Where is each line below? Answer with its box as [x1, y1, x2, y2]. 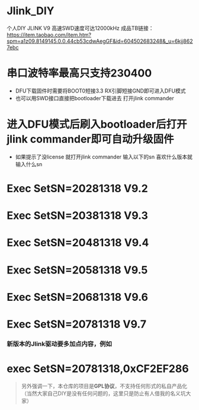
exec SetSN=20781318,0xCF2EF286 [7, 362, 189, 376]
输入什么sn [15, 160, 43, 167]
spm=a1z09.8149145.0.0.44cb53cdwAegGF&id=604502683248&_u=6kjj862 [7, 37, 193, 45]
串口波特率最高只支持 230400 [7, 66, 152, 80]
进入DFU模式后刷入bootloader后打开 [7, 117, 187, 131]
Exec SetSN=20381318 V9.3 [7, 209, 149, 223]
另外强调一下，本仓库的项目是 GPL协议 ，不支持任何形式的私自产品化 [21, 382, 188, 389]
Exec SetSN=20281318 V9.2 [7, 182, 149, 195]
